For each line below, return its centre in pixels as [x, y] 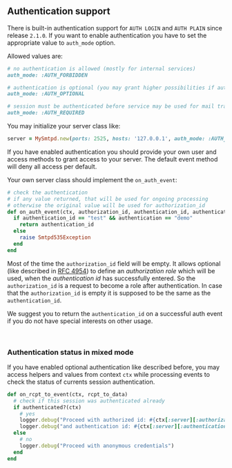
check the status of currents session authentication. [81, 382]
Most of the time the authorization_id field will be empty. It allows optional [114, 263]
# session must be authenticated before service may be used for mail [111, 106]
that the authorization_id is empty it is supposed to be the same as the [109, 293]
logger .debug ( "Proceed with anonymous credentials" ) [97, 446]
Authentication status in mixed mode [70, 352]
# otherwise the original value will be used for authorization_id [106, 205]
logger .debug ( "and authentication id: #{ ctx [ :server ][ [100, 427]
